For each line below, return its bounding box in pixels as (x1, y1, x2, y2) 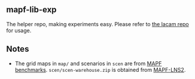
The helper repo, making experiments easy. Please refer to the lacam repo (6, 20, 190, 27)
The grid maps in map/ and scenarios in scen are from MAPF (14, 59, 162, 67)
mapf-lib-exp (6, 5, 57, 15)
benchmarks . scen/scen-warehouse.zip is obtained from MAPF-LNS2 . (14, 66, 186, 73)
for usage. (6, 27, 32, 34)
